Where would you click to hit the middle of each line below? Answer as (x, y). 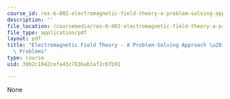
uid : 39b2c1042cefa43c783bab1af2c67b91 (64, 64)
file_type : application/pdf (47, 32)
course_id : (23, 13)
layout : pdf (24, 39)
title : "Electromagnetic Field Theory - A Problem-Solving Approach (107, 45)
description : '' (30, 20)
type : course (26, 58)
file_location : (29, 26)
